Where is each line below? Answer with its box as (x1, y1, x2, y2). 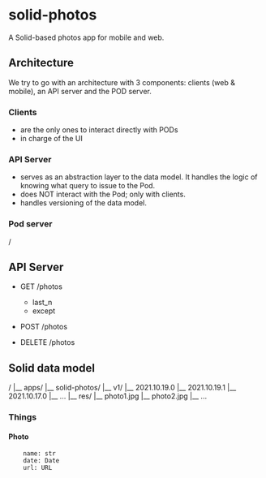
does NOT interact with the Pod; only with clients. (19, 189, 187, 200)
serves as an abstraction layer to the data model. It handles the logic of (19, 172, 258, 182)
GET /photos (19, 282, 63, 291)
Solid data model (8, 361, 96, 375)
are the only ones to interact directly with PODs (19, 125, 178, 135)
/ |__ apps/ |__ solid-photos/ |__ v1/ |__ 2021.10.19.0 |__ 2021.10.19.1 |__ (8, 383, 237, 393)
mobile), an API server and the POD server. (8, 86, 152, 96)
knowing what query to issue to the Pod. (19, 181, 156, 191)
